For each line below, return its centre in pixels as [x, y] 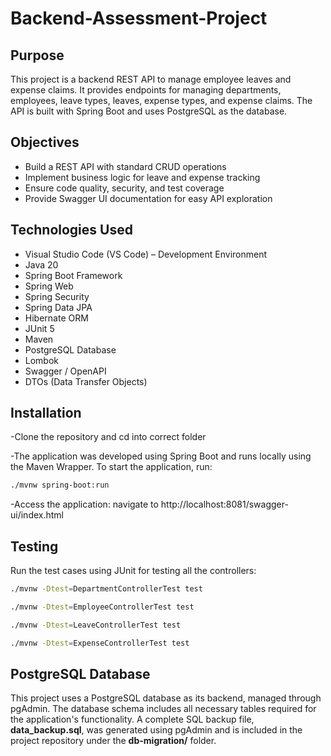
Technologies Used [71, 230]
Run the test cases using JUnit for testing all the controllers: [133, 571]
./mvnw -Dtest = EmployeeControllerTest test [102, 607]
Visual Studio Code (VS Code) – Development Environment [146, 254]
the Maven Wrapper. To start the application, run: [111, 467]
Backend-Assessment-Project [139, 18]
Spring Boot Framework [73, 275]
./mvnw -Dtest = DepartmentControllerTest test [106, 589]
